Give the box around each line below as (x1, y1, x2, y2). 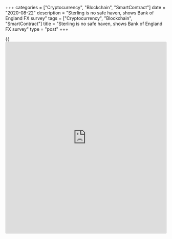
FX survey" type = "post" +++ (5, 26, 69, 32)
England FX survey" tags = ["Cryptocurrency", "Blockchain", (5, 15, 133, 21)
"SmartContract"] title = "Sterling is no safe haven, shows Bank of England (5, 20, 163, 27)
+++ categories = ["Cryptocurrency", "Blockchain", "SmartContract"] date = (5, 5, 166, 10)
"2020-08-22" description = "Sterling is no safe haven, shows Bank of (5, 10, 154, 16)
